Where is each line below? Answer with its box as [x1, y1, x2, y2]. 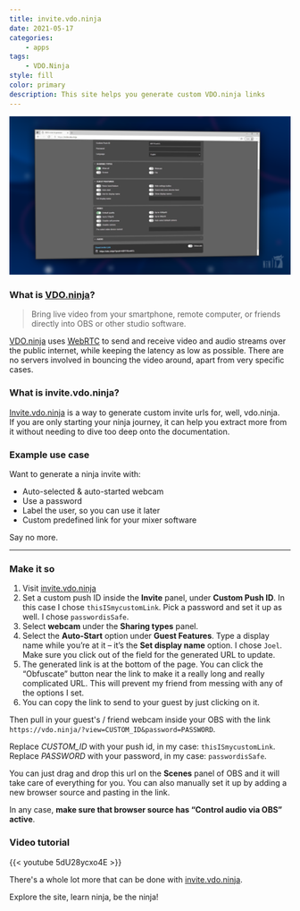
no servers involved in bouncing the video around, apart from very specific [9, 354, 285, 366]
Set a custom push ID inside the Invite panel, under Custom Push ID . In [21, 592, 286, 603]
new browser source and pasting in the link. [9, 788, 171, 798]
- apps [25, 43, 50, 52]
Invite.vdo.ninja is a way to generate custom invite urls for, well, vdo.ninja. [9, 407, 280, 418]
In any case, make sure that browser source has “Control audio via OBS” [9, 805, 283, 815]
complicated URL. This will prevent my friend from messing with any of [21, 678, 283, 689]
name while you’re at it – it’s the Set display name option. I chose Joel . [21, 640, 283, 651]
